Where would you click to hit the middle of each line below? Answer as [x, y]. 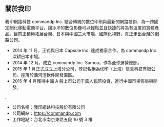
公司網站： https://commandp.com [47, 113]
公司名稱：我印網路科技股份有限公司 [49, 107]
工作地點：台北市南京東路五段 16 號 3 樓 [52, 119]
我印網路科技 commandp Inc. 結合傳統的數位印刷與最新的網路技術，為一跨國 [82, 22]
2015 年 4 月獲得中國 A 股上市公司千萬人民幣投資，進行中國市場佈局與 [83, 81]
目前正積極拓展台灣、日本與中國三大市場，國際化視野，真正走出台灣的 [84, 34]
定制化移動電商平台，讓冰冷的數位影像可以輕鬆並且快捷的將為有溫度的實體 [80, 27]
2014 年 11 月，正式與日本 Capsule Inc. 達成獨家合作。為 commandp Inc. [85, 50]
